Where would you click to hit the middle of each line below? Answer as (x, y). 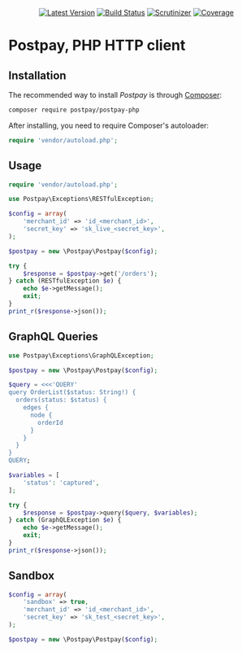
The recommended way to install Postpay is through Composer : (115, 95)
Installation (37, 75)
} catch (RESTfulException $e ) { (65, 281)
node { (41, 415)
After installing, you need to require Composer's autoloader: (109, 125)
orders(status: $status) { (61, 400)
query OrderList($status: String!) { (72, 392)
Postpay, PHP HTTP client (97, 46)
